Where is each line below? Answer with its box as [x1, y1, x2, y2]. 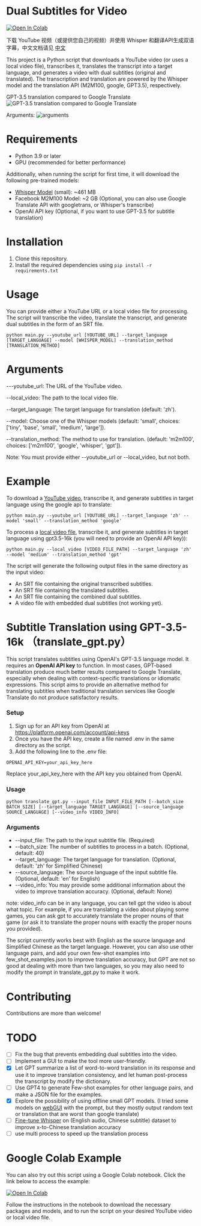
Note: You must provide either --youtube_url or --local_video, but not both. [6, 453, 191, 461]
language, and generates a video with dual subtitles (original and [6, 69, 166, 76]
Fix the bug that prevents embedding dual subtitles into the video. [14, 1051, 178, 1058]
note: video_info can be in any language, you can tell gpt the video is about [6, 899, 192, 907]
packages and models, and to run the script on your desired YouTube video [6, 1207, 193, 1215]
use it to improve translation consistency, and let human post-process [14, 1071, 188, 1078]
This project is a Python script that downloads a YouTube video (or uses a [6, 56, 188, 63]
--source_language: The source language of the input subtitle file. [14, 869, 178, 876]
